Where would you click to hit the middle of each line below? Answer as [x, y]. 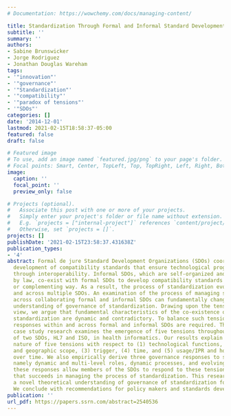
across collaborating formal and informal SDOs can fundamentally [110, 299]
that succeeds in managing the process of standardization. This [109, 376]
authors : [20, 45]
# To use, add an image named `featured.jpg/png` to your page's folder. [115, 160]
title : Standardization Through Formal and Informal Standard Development [117, 26]
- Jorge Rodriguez [33, 58]
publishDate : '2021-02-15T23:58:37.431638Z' [72, 242]
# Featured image [32, 153]
